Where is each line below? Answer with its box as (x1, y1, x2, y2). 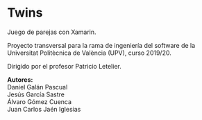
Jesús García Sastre (7, 90, 65, 98)
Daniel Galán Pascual (7, 83, 68, 91)
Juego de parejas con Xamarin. (7, 28, 96, 36)
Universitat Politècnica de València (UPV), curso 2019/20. (7, 49, 171, 57)
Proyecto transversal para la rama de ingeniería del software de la (7, 41, 196, 49)
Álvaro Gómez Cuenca (7, 97, 71, 105)
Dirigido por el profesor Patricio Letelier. (7, 62, 121, 70)
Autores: (7, 75, 33, 84)
